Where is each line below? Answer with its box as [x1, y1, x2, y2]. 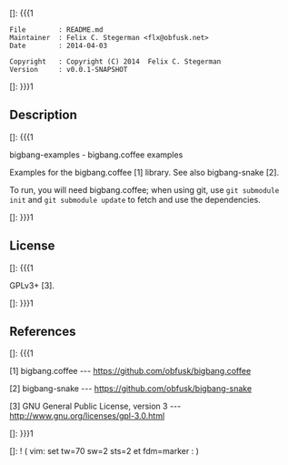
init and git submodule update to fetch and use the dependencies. [9, 194, 261, 205]
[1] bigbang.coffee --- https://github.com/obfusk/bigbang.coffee [9, 366, 252, 377]
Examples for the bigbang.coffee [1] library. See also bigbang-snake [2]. [9, 167, 280, 177]
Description [9, 107, 77, 123]
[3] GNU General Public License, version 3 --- [9, 400, 182, 412]
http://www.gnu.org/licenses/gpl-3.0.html [9, 410, 165, 421]
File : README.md [9, 25, 104, 35]
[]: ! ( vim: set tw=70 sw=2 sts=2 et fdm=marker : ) [9, 446, 200, 457]
